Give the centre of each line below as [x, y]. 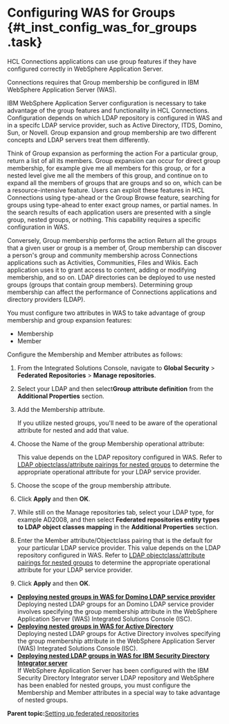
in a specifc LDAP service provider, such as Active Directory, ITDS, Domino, [115, 125]
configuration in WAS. [38, 227]
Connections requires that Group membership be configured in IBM [103, 82]
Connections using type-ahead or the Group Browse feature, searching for [113, 197]
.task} [25, 42]
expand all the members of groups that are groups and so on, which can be [114, 182]
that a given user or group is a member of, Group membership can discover [114, 248]
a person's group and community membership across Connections [102, 255]
